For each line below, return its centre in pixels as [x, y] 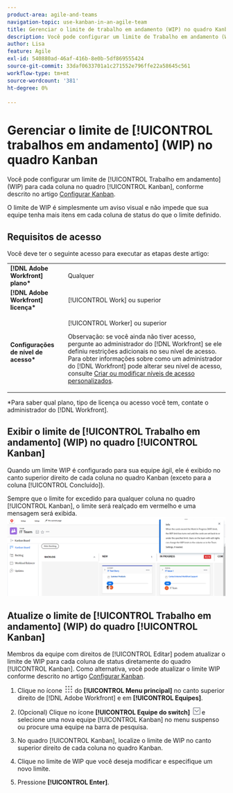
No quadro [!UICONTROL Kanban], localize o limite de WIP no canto [114, 740]
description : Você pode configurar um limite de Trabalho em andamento [113, 37]
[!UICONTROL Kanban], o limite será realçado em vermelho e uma [102, 506]
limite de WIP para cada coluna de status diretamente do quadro [99, 661]
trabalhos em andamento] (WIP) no [110, 145]
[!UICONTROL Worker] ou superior [117, 323]
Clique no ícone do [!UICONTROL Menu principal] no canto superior [121, 690]
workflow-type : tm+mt [38, 73]
